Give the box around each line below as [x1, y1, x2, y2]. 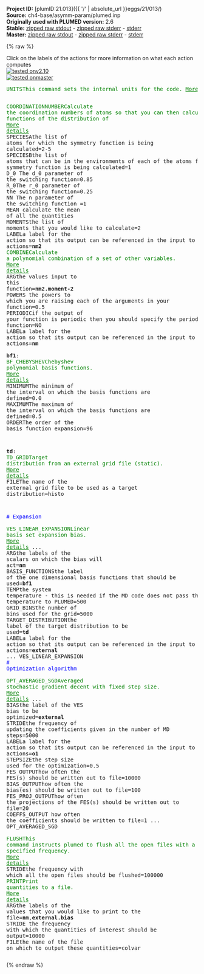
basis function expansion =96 [6, 425, 93, 432]
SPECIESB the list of [6, 152, 68, 159]
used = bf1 [6, 580, 32, 587]
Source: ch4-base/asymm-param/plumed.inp [6, 12, 121, 19]
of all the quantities [6, 213, 74, 219]
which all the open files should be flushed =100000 [6, 872, 164, 879]
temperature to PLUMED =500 [6, 598, 87, 605]
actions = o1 [6, 750, 39, 757]
